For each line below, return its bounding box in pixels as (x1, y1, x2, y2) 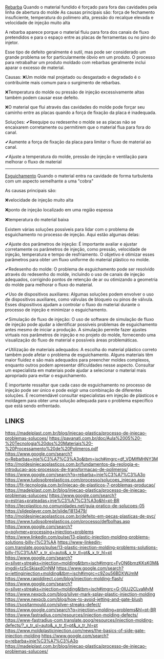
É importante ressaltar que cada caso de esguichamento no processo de (5, 382, 151, 388)
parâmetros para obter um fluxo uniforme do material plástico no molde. (5, 257, 150, 262)
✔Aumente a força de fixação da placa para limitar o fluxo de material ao (5, 139, 151, 145)
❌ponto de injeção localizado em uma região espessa (5, 207, 113, 212)
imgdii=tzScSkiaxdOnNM (5, 565, 56, 571)
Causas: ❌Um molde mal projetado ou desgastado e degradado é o (5, 74, 141, 80)
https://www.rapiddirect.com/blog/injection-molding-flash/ (5, 575, 123, 581)
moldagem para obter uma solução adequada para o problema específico (5, 398, 153, 403)
